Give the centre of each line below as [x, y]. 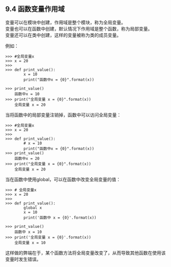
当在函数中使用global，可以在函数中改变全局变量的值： [63, 179]
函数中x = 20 [27, 158]
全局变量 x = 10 [30, 243]
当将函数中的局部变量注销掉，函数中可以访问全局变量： [63, 115]
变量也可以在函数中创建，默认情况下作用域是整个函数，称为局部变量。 [79, 28]
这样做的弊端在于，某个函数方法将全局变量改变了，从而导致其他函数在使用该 [85, 253]
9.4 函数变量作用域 [35, 9]
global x [33, 207]
